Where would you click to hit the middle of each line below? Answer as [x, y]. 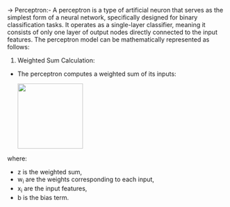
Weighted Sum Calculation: [56, 60]
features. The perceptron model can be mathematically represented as [108, 40]
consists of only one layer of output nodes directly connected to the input [112, 32]
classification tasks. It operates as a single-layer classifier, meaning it [107, 25]
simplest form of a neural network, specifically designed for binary [102, 17]
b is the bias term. [43, 197]
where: [17, 158]
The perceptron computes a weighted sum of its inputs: [97, 74]
